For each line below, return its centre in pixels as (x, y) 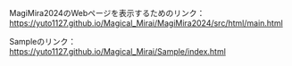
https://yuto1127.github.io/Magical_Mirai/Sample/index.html (117, 51)
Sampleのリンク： (43, 41)
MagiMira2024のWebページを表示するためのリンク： (107, 13)
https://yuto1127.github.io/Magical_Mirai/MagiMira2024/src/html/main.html (146, 23)
